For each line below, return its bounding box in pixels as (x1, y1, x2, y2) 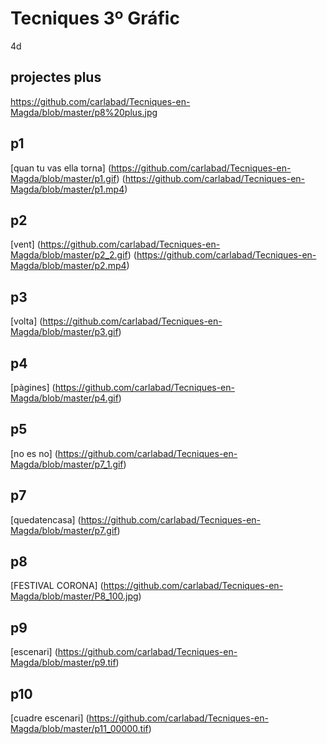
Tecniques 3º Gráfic (10, 7, 180, 30)
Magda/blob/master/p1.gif (10, 172, 117, 184)
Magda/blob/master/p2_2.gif (10, 249, 128, 261)
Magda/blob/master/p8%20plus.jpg (10, 106, 158, 118)
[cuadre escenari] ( (10, 712, 90, 724)
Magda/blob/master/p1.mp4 (10, 183, 125, 195)
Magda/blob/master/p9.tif (10, 657, 117, 669)
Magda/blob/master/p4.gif (10, 392, 119, 404)
